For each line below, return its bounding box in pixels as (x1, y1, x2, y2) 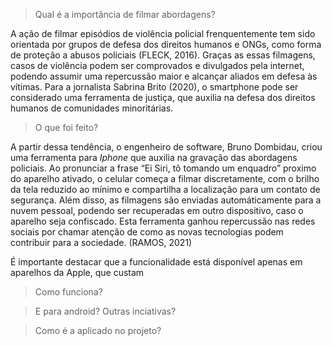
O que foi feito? (34, 122, 99, 133)
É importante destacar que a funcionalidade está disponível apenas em (10, 256, 303, 268)
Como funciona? (34, 286, 103, 298)
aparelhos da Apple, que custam (10, 267, 145, 278)
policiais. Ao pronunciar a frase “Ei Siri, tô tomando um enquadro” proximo (10, 162, 317, 174)
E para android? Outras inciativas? (34, 305, 177, 317)
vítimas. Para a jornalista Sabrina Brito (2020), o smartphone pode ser (10, 81, 299, 93)
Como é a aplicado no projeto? (34, 325, 162, 336)
